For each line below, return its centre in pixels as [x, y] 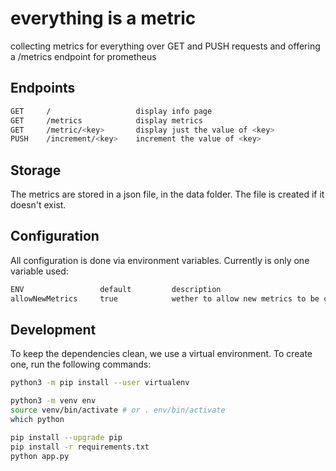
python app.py [40, 456]
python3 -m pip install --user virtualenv [100, 383]
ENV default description [116, 289]
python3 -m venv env [53, 401]
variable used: [39, 271]
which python [37, 420]
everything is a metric [103, 18]
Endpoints [43, 88]
